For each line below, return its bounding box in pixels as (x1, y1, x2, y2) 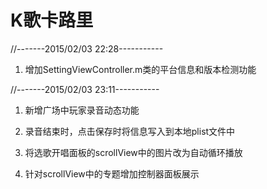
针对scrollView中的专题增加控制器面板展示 (24, 167, 200, 180)
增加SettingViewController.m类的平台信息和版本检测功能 (24, 63, 257, 75)
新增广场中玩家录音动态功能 (24, 104, 140, 116)
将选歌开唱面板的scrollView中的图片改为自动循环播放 (24, 146, 243, 158)
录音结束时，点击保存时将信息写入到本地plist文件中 (24, 125, 236, 137)
